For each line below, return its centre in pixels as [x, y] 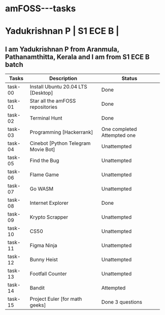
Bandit [37, 288]
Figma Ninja [43, 246]
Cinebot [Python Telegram [60, 143]
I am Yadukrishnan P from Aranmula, [62, 49]
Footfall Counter [48, 274]
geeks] [38, 305]
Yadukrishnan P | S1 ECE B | [62, 31]
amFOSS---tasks [41, 9]
